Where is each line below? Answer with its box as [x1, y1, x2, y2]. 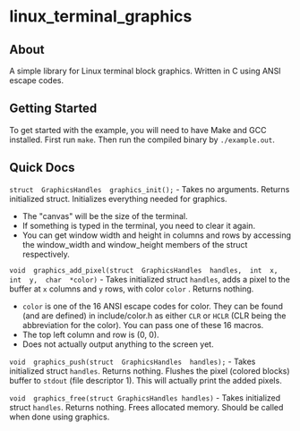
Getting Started [9, 101, 98, 116]
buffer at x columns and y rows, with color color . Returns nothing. [9, 283, 254, 294]
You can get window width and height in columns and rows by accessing [21, 230, 292, 241]
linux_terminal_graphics [9, 6, 193, 27]
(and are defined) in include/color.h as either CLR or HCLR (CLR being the [21, 310, 287, 321]
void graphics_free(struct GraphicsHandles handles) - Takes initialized [9, 392, 281, 403]
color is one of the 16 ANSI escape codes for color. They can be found [21, 300, 284, 311]
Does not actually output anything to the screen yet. [21, 338, 214, 350]
